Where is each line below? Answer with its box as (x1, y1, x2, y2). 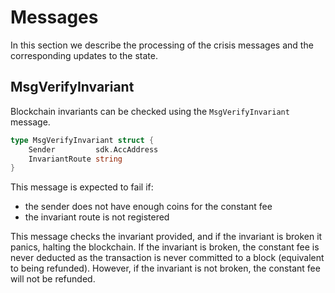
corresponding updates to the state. (10, 49, 158, 61)
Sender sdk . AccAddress (28, 144, 159, 155)
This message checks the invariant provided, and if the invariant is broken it (10, 231, 323, 243)
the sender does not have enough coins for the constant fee (24, 201, 273, 213)
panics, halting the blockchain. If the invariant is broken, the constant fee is (10, 241, 320, 253)
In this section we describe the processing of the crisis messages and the (10, 39, 314, 51)
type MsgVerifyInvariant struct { (10, 135, 155, 145)
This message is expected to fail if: (10, 181, 154, 193)
